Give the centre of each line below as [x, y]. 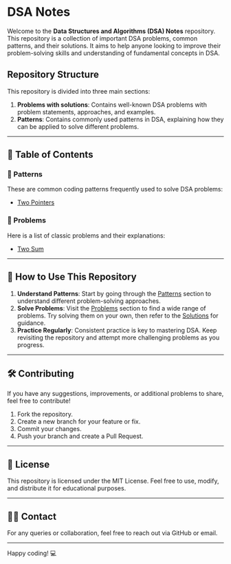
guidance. [31, 323]
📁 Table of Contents [50, 155]
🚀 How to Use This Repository [72, 277]
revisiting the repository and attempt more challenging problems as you [118, 337]
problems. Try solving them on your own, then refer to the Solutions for [118, 315]
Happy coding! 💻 [32, 553]
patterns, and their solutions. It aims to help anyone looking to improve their [114, 45]
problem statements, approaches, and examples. [86, 112]
